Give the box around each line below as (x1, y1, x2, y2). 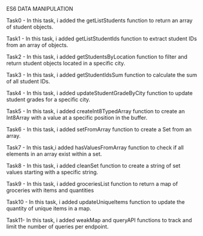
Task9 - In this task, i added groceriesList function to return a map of (6, 180, 178, 187)
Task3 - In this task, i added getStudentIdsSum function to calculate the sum (6, 71, 198, 78)
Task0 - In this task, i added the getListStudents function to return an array (6, 17, 193, 24)
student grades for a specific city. (6, 96, 91, 103)
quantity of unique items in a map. (6, 205, 92, 212)
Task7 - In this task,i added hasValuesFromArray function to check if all (6, 144, 184, 151)
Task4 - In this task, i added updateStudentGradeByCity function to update (6, 90, 193, 96)
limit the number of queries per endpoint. (6, 223, 109, 230)
